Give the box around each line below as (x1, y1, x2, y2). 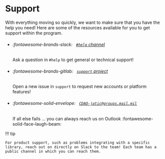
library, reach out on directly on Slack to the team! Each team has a (5, 145, 157, 150)
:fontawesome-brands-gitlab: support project (12, 68, 108, 74)
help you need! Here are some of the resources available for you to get (5, 24, 150, 30)
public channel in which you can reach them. (5, 149, 101, 154)
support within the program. (5, 30, 63, 36)
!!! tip (5, 130, 16, 137)
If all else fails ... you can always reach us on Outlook (12, 115, 121, 122)
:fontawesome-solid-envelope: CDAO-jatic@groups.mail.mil (12, 100, 138, 106)
